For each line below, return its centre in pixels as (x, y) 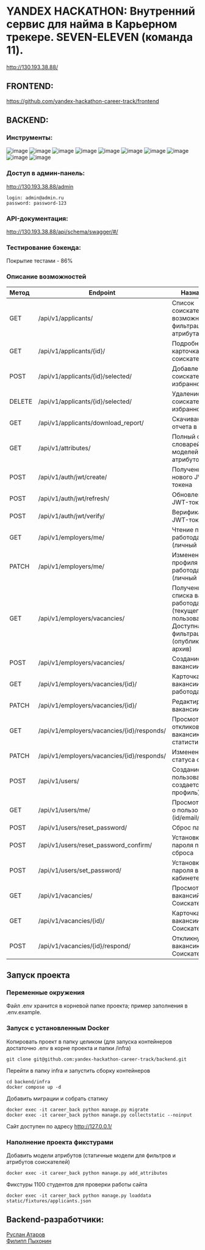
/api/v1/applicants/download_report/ (91, 423)
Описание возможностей (46, 277)
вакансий (186, 895)
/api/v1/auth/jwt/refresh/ (74, 498)
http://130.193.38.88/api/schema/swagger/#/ (62, 232)
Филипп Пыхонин (29, 1241)
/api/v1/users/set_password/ (80, 870)
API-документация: (37, 218)
